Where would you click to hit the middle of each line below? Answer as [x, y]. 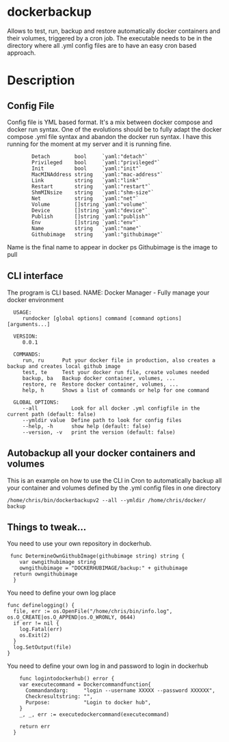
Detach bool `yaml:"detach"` [90, 156]
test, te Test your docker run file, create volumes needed [116, 372]
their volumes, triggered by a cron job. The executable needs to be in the [110, 38]
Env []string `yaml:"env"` [85, 222]
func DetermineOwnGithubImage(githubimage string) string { [97, 556]
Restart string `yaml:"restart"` [92, 186]
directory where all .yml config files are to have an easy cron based [102, 45]
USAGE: [23, 312]
